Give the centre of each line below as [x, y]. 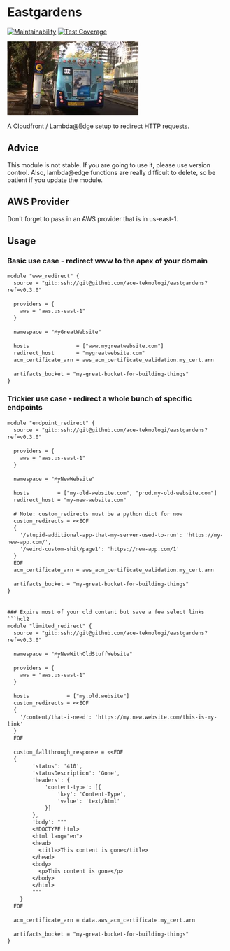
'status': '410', [57, 766]
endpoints [25, 408]
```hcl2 [19, 619]
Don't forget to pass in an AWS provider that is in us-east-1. [93, 218]
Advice [23, 148]
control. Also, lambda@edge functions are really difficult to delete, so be [112, 172]
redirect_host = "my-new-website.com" [70, 500]
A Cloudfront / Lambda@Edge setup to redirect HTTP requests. [99, 126]
